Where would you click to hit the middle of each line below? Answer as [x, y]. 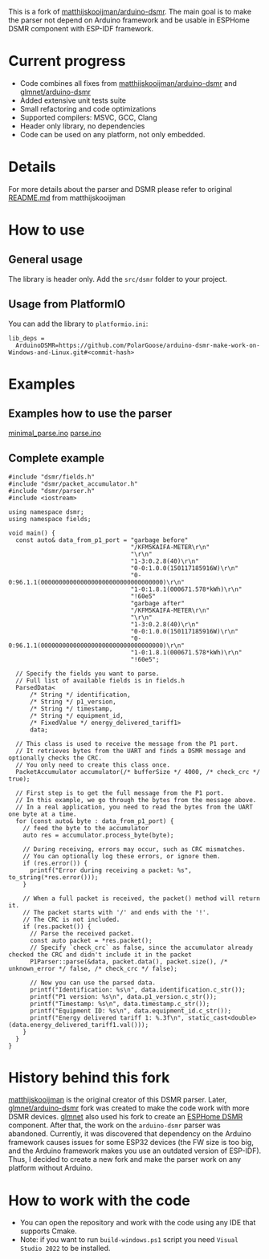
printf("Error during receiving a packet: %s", [111, 870]
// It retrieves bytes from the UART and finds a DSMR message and [131, 751]
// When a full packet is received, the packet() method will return [142, 898]
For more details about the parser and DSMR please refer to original [120, 189]
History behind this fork [89, 1077]
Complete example [57, 458]
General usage [45, 260]
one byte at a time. [43, 814]
